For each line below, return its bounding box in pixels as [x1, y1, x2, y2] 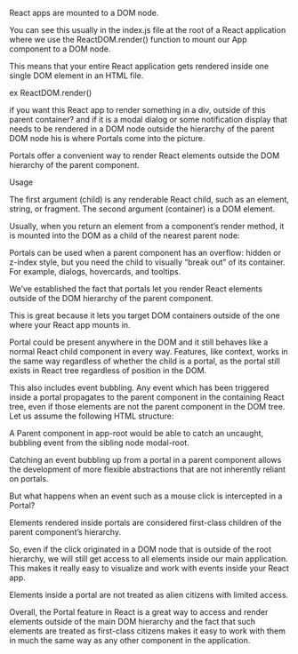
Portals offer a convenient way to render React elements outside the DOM [9, 150, 280, 161]
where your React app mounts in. [9, 320, 131, 330]
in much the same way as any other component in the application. [9, 635, 251, 645]
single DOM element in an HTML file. [9, 70, 144, 81]
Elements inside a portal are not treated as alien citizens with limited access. [9, 590, 289, 600]
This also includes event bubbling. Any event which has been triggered [9, 382, 270, 393]
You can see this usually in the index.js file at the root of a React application [9, 25, 286, 35]
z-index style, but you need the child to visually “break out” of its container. [9, 257, 286, 267]
